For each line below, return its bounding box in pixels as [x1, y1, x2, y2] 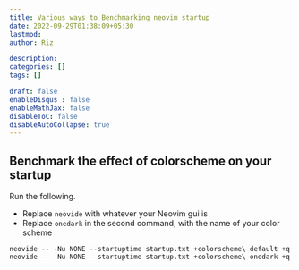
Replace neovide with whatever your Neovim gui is [21, 208, 209, 219]
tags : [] [9, 71, 42, 80]
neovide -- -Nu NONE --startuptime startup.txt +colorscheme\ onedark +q [9, 252, 291, 262]
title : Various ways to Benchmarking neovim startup [9, 13, 210, 22]
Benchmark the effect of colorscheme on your [9, 153, 272, 168]
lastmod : [9, 30, 42, 38]
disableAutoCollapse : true [9, 120, 110, 130]
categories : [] [9, 63, 66, 72]
